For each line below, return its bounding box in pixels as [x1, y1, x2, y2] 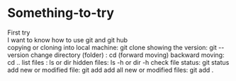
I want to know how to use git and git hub [7, 35, 128, 44]
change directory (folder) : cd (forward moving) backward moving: [30, 51, 225, 59]
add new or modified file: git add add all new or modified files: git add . [7, 66, 214, 74]
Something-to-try [7, 5, 115, 21]
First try [7, 28, 30, 37]
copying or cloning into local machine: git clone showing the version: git [7, 43, 218, 51]
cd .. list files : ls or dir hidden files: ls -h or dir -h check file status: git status [7, 58, 230, 66]
